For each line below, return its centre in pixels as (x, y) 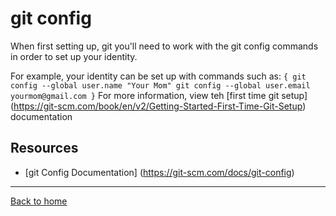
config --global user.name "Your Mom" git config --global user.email (160, 85)
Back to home (39, 201)
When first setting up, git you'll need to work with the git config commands (164, 46)
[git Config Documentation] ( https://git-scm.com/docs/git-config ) (159, 172)
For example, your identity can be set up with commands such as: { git (158, 76)
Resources (44, 148)
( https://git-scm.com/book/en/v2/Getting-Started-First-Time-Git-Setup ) (158, 106)
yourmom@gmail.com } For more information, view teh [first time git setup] (159, 95)
